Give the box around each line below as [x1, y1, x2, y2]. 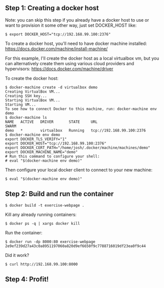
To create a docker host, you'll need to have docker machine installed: [5, 40, 147, 46]
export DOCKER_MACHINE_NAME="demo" [5, 149, 78, 154]
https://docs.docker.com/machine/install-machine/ [5, 45, 108, 51]
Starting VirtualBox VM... [5, 98, 60, 103]
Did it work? [5, 252, 29, 258]
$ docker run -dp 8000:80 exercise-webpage [5, 239, 96, 244]
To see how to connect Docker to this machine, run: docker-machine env [5, 106, 157, 111]
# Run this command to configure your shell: [5, 154, 100, 159]
